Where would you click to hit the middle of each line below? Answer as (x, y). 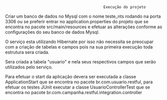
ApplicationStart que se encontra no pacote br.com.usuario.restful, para (79, 82)
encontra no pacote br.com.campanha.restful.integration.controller (74, 92)
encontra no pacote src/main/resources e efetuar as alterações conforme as (84, 27)
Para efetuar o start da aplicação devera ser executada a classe (71, 76)
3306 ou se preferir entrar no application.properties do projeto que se (77, 22)
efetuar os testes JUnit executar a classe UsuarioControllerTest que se (78, 87)
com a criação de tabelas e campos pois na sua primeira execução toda (79, 47)
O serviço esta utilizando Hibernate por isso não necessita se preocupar (79, 42)
